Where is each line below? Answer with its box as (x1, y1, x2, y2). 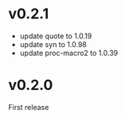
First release (8, 102, 49, 112)
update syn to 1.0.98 (19, 39, 87, 49)
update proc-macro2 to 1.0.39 (19, 48, 118, 57)
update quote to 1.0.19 (19, 31, 93, 41)
